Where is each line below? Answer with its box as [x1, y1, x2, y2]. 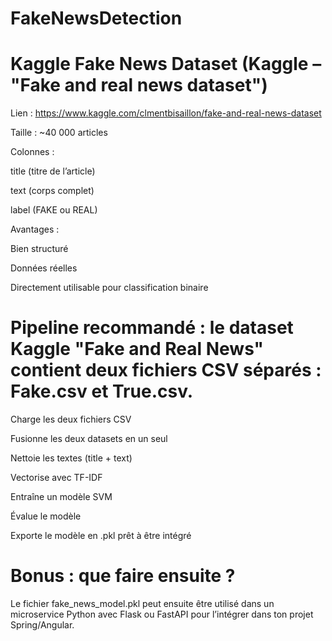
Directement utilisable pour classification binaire [10, 282, 209, 294]
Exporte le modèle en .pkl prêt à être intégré [10, 530, 192, 542]
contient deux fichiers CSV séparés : [10, 359, 322, 382]
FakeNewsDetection [10, 7, 183, 30]
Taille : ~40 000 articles [10, 127, 108, 139]
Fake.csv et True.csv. [10, 380, 194, 403]
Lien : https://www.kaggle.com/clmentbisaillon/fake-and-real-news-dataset [10, 107, 322, 119]
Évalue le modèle [10, 510, 82, 522]
